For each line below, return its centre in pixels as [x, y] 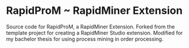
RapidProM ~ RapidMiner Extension [95, 11]
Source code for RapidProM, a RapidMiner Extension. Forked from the [90, 27]
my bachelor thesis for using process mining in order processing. [85, 39]
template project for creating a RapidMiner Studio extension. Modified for [95, 32]
